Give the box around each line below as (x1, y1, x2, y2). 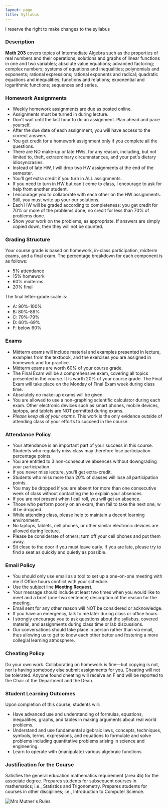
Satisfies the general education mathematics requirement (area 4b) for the (5, 773, 159, 779)
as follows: (5, 258, 28, 264)
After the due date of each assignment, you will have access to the (12, 127, 150, 133)
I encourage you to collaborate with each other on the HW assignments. (12, 192, 161, 198)
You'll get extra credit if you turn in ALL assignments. (12, 176, 122, 182)
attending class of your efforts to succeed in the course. (12, 418, 129, 424)
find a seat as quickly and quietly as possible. (12, 549, 107, 555)
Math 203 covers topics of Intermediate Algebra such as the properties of (5, 50, 158, 56)
